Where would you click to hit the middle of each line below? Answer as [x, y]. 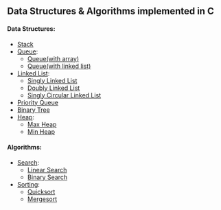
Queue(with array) [53, 58]
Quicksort [41, 191]
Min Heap [41, 131]
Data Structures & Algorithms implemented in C [110, 11]
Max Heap [42, 124]
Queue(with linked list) [59, 66]
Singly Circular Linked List [64, 95]
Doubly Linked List [54, 88]
